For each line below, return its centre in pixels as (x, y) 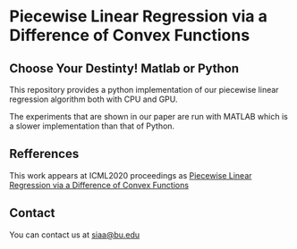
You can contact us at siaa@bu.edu (75, 235)
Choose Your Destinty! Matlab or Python (124, 68)
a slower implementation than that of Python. (92, 126)
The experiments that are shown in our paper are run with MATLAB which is (148, 116)
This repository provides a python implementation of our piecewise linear (144, 90)
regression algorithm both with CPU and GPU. (93, 99)
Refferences (44, 154)
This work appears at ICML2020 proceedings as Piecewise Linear (131, 175)
